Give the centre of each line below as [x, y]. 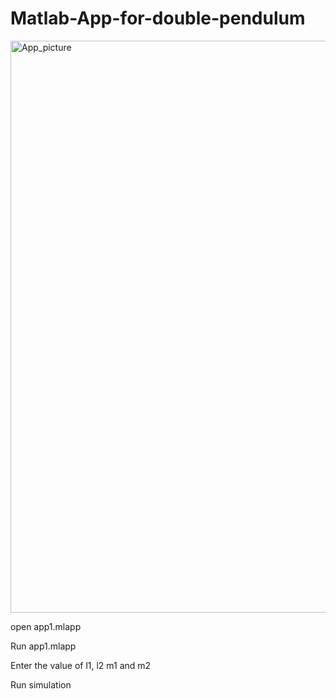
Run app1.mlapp [43, 646]
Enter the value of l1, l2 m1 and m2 [81, 665]
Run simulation [41, 684]
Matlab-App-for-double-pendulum [158, 18]
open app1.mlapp [46, 626]
